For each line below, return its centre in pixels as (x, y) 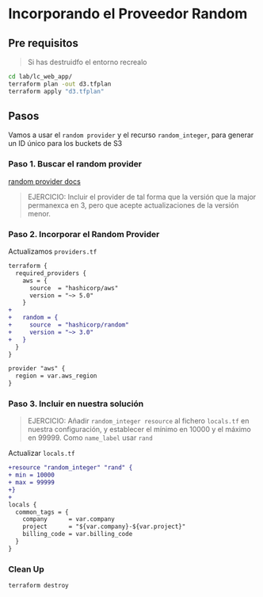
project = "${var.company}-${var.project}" (104, 527)
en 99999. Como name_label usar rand (90, 438)
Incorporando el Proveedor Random (128, 14)
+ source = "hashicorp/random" (69, 325)
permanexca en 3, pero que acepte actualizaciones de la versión (133, 205)
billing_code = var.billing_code (78, 534)
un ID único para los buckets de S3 (65, 144)
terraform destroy (38, 586)
